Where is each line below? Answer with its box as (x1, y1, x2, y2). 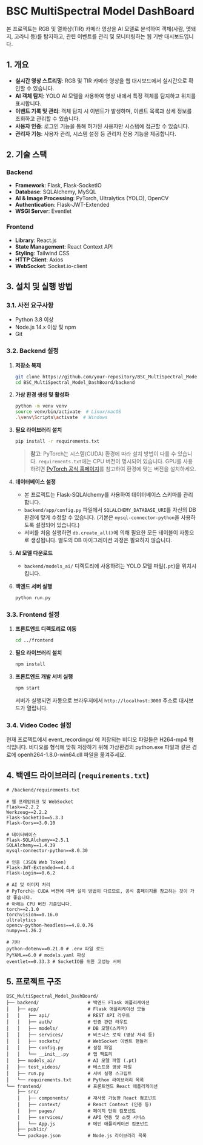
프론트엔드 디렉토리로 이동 (15, 625, 77, 633)
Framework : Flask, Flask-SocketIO (15, 182, 102, 189)
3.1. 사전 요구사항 (6, 301, 54, 310)
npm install (15, 661, 45, 668)
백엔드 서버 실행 (15, 582, 53, 589)
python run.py (15, 594, 51, 601)
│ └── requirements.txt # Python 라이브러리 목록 (6, 1076, 144, 1083)
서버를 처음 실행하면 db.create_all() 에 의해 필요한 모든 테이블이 (24, 529, 179, 536)
